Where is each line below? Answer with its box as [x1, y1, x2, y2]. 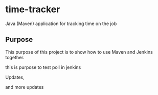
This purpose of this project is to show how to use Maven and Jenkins [5, 49, 153, 55]
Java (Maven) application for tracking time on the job [5, 20, 117, 27]
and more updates [5, 84, 44, 90]
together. [5, 54, 25, 60]
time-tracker [5, 4, 60, 15]
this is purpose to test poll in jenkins [5, 64, 81, 70]
